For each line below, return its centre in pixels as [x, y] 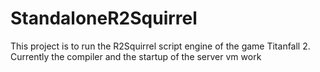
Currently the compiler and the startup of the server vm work [136, 56]
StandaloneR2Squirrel [104, 18]
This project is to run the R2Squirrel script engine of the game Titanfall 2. [160, 46]
